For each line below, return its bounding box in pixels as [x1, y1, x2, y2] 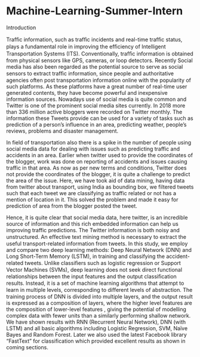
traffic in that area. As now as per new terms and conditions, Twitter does [6, 164, 187, 171]
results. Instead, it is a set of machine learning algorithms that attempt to [6, 279, 184, 287]
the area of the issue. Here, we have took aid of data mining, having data [6, 177, 185, 184]
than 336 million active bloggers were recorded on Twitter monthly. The [6, 108, 183, 115]
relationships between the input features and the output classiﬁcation [6, 273, 177, 280]
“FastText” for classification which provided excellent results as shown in [6, 337, 186, 344]
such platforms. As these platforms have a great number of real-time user [6, 82, 187, 90]
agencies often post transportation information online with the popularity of [6, 76, 191, 84]
